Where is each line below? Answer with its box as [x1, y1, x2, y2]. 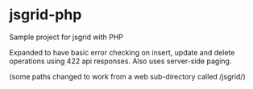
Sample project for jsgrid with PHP [9, 32, 124, 42]
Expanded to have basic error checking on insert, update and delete [9, 47, 235, 57]
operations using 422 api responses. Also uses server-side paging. [9, 56, 232, 66]
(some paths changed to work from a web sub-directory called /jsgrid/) [9, 71, 247, 81]
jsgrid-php [9, 6, 82, 24]
